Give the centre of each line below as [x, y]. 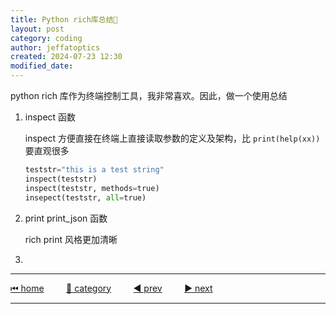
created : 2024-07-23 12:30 [66, 57]
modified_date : [42, 66]
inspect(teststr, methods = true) [92, 188]
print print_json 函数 [66, 218]
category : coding [46, 38]
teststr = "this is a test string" [94, 170]
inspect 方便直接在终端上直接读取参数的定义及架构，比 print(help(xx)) [172, 138]
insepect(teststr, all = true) [85, 197]
